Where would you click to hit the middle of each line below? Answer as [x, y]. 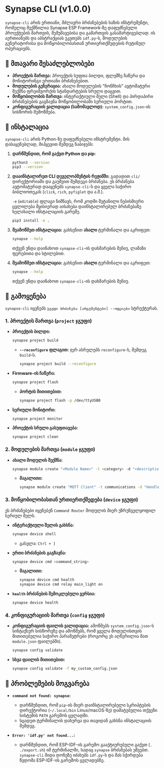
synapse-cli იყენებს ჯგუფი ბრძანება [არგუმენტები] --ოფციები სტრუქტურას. [82, 308]
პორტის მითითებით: [41, 391]
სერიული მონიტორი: [34, 410]
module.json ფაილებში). [37, 641]
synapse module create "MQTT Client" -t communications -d [81, 487]
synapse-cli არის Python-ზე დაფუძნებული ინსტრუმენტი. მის [67, 139]
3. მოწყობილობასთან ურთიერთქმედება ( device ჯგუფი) [72, 500]
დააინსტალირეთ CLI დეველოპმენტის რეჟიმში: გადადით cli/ [76, 176]
